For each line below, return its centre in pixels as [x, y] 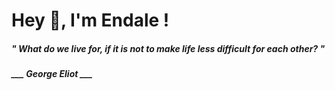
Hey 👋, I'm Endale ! [90, 20]
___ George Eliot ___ [52, 74]
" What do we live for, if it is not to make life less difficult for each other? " [168, 48]
